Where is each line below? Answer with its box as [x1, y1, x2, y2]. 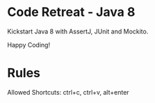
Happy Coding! [7, 40, 51, 49]
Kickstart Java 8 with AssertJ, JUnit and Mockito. [7, 27, 149, 35]
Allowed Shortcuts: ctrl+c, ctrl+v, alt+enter [7, 88, 130, 96]
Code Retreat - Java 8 [7, 4, 136, 20]
